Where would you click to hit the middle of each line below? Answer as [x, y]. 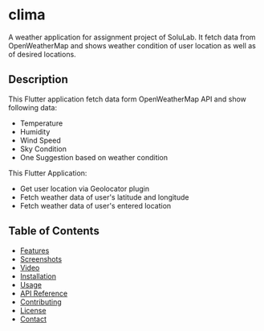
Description [38, 79]
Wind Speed [41, 140]
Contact [33, 319]
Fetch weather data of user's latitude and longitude [104, 197]
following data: [33, 107]
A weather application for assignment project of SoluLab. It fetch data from [132, 37]
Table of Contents [54, 231]
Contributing [41, 302]
